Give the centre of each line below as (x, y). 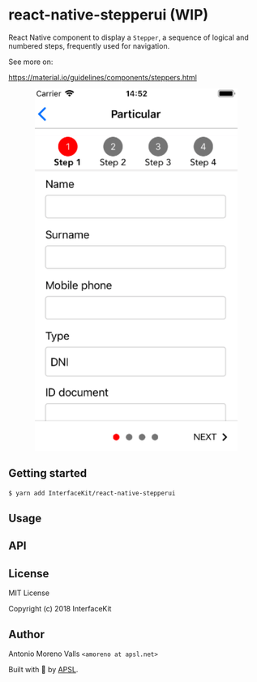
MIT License (29, 593)
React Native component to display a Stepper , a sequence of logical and (128, 37)
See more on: (31, 62)
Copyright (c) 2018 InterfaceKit (60, 609)
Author (26, 634)
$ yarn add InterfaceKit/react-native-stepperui (92, 493)
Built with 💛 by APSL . (43, 670)
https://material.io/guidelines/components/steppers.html (103, 77)
